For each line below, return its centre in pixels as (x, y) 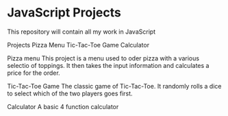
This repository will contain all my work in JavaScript (81, 32)
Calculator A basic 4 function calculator (63, 106)
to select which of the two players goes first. (70, 93)
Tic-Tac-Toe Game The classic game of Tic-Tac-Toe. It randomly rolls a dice (114, 86)
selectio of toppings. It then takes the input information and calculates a (108, 65)
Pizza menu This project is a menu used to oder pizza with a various (103, 58)
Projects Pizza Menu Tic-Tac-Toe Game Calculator (78, 45)
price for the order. (34, 73)
